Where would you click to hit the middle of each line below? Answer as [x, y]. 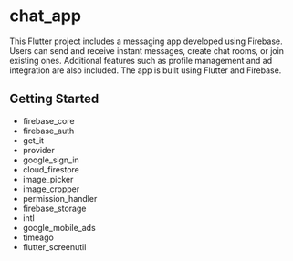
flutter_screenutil [54, 246]
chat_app [46, 16]
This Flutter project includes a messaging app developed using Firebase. [146, 41]
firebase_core [48, 120]
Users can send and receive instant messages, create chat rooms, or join [147, 50]
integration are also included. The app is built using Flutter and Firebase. [146, 70]
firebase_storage [54, 208]
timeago [38, 237]
